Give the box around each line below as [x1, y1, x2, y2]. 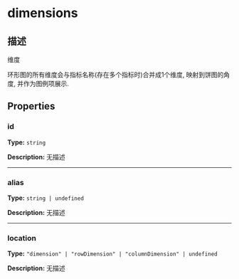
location [7, 233, 37, 243]
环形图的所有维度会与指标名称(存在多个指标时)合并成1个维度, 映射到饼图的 [7, 70, 224, 79]
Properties [7, 100, 55, 112]
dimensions [7, 5, 78, 21]
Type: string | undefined [7, 194, 84, 202]
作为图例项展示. [23, 80, 70, 88]
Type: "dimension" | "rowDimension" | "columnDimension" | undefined [7, 249, 218, 258]
